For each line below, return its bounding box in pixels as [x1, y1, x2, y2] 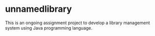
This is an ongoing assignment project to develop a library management [5, 20, 150, 26]
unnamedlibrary [5, 3, 72, 15]
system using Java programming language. [5, 25, 93, 31]
